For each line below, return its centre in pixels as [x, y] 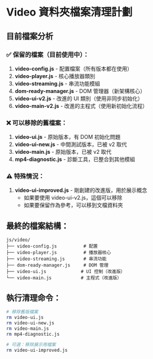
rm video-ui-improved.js [37, 350]
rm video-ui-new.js [30, 323]
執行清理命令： [34, 298]
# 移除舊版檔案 [22, 312]
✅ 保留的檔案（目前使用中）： [48, 54]
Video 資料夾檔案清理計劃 [69, 12]
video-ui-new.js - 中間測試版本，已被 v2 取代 [71, 144]
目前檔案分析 [30, 36]
